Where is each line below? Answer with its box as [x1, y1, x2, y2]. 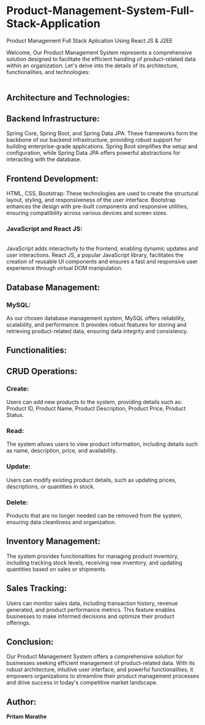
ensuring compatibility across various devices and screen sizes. [6, 209, 168, 216]
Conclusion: [6, 636, 54, 647]
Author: [6, 696, 37, 707]
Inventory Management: [6, 536, 101, 547]
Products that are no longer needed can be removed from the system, [6, 512, 182, 519]
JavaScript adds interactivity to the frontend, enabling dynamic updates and [6, 245, 198, 252]
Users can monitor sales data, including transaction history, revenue [6, 599, 179, 607]
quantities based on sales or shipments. [6, 565, 107, 573]
